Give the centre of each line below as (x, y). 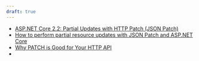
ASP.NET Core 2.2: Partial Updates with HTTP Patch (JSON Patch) (97, 28)
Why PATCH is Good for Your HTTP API (63, 47)
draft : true (21, 12)
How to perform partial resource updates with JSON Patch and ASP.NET (104, 35)
